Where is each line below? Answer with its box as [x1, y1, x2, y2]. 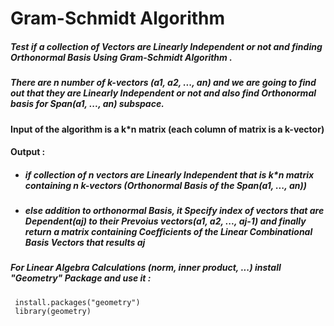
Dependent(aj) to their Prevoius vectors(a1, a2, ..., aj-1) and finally [24, 215, 307, 227]
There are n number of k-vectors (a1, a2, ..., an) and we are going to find [10, 77, 317, 89]
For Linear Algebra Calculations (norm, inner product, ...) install [10, 262, 282, 274]
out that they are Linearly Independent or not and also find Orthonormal [10, 87, 317, 99]
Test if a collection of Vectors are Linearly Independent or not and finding [10, 40, 323, 52]
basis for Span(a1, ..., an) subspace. [10, 98, 165, 110]
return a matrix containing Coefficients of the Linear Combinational [24, 226, 313, 238]
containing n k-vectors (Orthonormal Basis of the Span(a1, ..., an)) [24, 179, 307, 191]
